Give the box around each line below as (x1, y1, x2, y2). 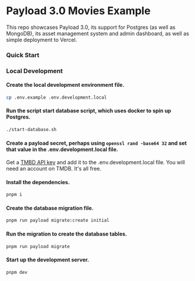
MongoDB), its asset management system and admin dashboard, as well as (6, 30, 189, 37)
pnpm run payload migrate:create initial (6, 217, 110, 224)
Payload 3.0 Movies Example (6, 4, 151, 18)
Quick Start (6, 51, 40, 59)
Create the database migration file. (6, 204, 94, 211)
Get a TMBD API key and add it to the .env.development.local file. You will (6, 159, 185, 166)
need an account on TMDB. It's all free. (6, 165, 102, 172)
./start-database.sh (6, 127, 57, 133)
